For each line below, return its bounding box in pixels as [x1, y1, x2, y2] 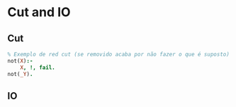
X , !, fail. [20, 64, 55, 71]
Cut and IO [7, 4, 71, 20]
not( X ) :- [7, 57, 33, 64]
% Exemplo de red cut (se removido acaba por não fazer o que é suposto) [7, 51, 230, 58]
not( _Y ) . [7, 70, 33, 77]
